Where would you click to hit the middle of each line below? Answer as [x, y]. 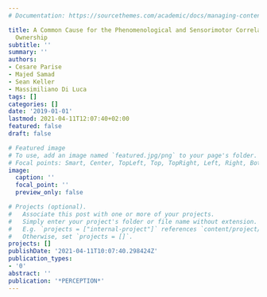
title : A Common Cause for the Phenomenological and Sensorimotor [120, 30]
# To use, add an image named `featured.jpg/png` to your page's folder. [133, 155]
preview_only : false [49, 193]
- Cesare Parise [35, 67]
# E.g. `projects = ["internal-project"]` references [103, 229]
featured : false [35, 127]
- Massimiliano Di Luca [48, 89]
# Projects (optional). [48, 207]
